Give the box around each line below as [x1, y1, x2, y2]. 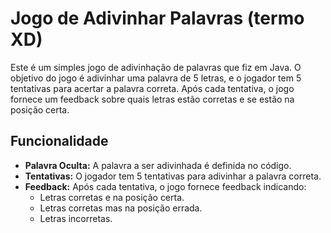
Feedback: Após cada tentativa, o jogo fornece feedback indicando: [24, 180, 307, 192]
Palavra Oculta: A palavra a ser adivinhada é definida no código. [24, 159, 292, 171]
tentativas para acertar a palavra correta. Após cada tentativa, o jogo [10, 82, 295, 94]
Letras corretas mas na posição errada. [39, 202, 203, 214]
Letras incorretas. [39, 212, 113, 224]
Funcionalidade [10, 133, 109, 150]
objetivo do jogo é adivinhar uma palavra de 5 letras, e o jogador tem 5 [10, 72, 302, 84]
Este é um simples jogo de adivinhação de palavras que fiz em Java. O [10, 61, 302, 73]
